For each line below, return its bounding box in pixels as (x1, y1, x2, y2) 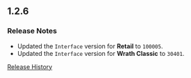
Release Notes (7, 26, 58, 36)
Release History (7, 62, 53, 71)
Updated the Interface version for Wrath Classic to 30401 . (17, 49, 185, 57)
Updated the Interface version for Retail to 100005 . (17, 41, 163, 50)
